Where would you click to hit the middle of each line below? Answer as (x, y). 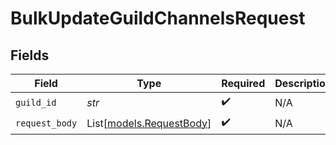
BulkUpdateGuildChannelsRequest (158, 18)
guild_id (36, 102)
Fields (30, 55)
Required (243, 83)
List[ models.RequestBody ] (149, 123)
